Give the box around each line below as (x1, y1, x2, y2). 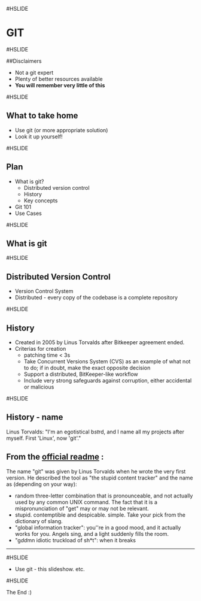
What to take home (6, 111, 78, 121)
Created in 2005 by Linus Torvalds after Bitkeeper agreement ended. (14, 339, 185, 346)
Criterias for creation (14, 345, 66, 352)
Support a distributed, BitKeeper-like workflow (23, 371, 139, 378)
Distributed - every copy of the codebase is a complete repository (14, 294, 178, 301)
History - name (6, 412, 63, 423)
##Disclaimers (6, 57, 42, 65)
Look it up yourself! (14, 133, 63, 140)
